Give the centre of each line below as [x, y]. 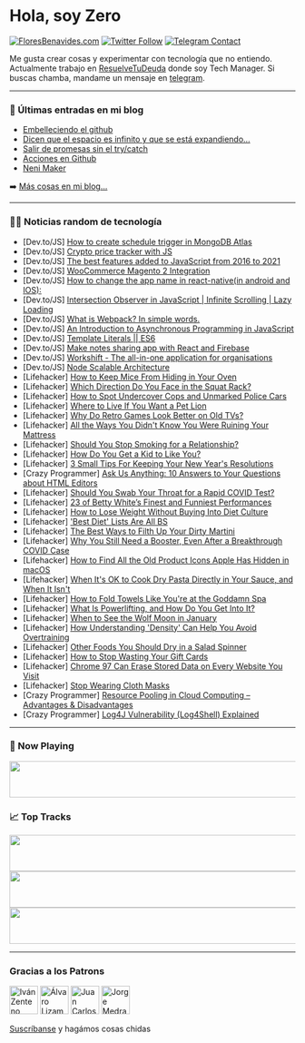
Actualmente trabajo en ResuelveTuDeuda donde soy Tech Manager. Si [142, 68]
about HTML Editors [60, 483]
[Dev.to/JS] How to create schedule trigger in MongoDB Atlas [137, 241]
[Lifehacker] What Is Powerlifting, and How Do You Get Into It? [139, 608]
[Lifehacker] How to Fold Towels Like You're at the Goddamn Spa [144, 598]
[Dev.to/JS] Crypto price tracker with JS [97, 251]
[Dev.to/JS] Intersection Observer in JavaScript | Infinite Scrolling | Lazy [157, 300]
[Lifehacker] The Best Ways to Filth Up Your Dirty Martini [129, 531]
